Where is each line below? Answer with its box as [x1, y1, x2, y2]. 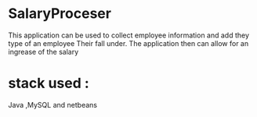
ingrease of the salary [8, 47, 79, 56]
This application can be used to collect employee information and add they [8, 30, 249, 40]
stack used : [8, 75, 90, 92]
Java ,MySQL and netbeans [8, 100, 98, 109]
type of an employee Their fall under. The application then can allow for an [8, 38, 249, 48]
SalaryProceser [8, 5, 112, 23]
